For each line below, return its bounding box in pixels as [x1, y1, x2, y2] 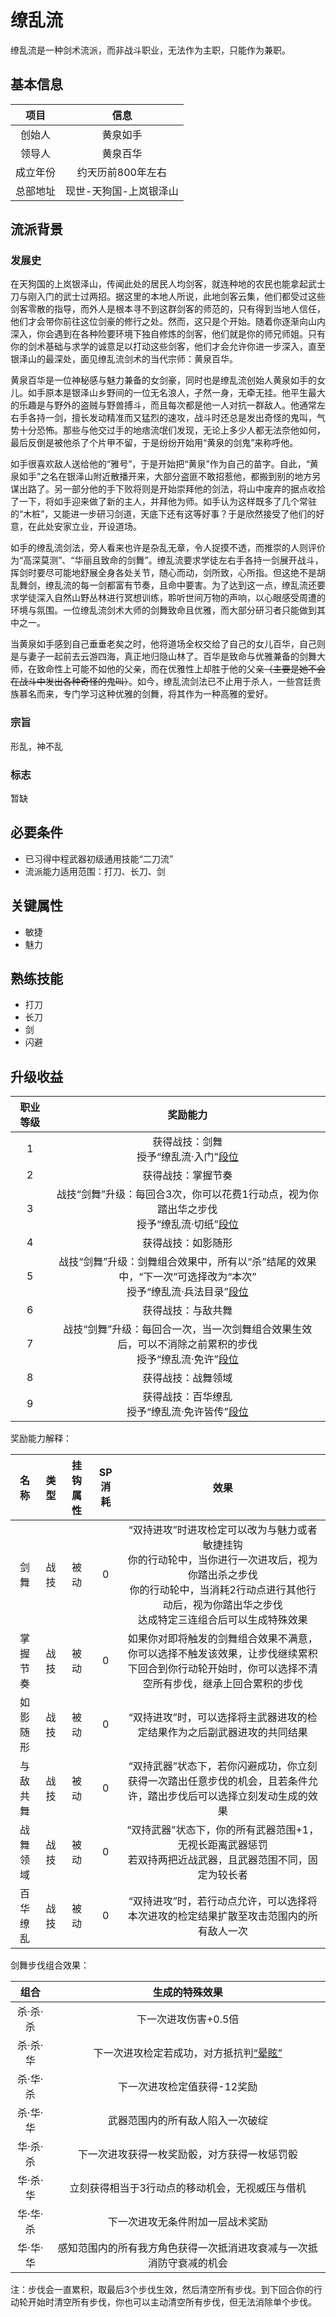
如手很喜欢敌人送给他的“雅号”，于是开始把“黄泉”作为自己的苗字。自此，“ [10, 458, 310, 470]
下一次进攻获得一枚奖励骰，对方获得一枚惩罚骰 [77, 2147, 298, 2161]
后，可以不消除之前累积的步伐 [117, 1337, 258, 1351]
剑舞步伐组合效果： [10, 1959, 90, 1971]
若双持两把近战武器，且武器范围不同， [127, 1853, 308, 1867]
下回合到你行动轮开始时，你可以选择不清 [127, 1662, 318, 1676]
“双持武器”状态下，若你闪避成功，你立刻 [128, 1759, 318, 1773]
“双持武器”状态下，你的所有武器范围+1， [126, 1823, 320, 1837]
